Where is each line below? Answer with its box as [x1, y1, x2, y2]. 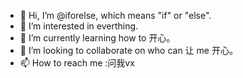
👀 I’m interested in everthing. [19, 20, 139, 32]
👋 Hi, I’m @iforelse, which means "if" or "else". [19, 10, 212, 21]
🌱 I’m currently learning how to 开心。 [19, 32, 176, 44]
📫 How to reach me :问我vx [19, 57, 135, 69]
